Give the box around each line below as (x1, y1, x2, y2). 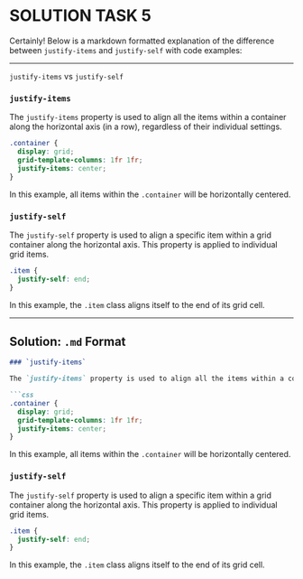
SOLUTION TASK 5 (9, 5, 151, 26)
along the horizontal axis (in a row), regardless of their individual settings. (9, 121, 282, 132)
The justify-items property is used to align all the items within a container (9, 112, 287, 123)
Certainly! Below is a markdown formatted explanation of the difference (9, 35, 275, 46)
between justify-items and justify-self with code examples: (9, 44, 243, 55)
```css (9, 390, 34, 400)
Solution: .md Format (9, 333, 126, 349)
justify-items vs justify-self (9, 70, 124, 81)
